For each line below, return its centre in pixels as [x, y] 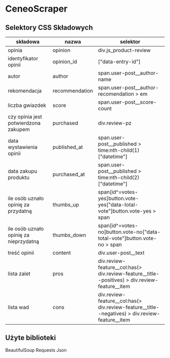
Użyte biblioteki [31, 338]
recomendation [116, 94]
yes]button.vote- [118, 198]
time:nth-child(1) [119, 150]
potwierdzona [24, 123]
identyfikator [23, 58]
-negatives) [112, 313]
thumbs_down [69, 235]
